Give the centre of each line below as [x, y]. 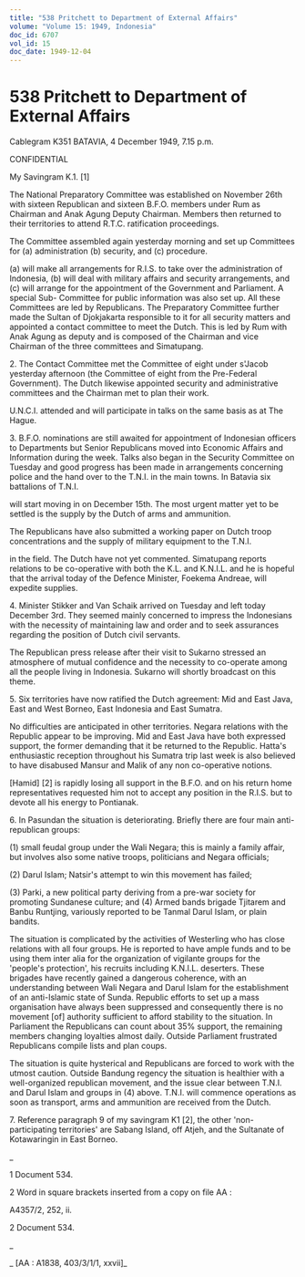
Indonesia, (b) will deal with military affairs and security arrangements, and [150, 278]
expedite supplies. [44, 588]
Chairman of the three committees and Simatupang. [107, 347]
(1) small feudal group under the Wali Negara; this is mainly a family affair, [147, 847]
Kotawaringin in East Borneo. [64, 1139]
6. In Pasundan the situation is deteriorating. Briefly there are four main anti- [152, 820]
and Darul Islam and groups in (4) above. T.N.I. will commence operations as [153, 1093]
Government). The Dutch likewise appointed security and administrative [144, 383]
